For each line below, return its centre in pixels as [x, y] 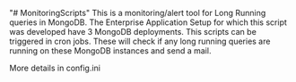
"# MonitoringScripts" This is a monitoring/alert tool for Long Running [138, 13]
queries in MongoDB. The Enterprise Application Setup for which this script [148, 22]
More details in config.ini [55, 68]
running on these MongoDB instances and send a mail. [110, 51]
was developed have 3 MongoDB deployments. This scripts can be [133, 32]
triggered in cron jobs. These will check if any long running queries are [140, 41]
